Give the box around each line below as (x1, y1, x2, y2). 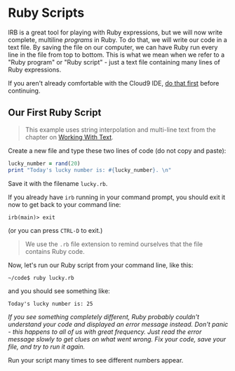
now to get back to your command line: (8, 200, 121, 208)
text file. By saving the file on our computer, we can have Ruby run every (8, 43, 218, 51)
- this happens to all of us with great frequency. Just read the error (8, 328, 202, 336)
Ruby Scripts (8, 5, 85, 21)
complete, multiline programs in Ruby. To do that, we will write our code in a (8, 35, 227, 43)
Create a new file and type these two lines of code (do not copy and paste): (8, 146, 227, 155)
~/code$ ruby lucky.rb (8, 274, 74, 281)
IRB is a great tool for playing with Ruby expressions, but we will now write (8, 28, 223, 36)
